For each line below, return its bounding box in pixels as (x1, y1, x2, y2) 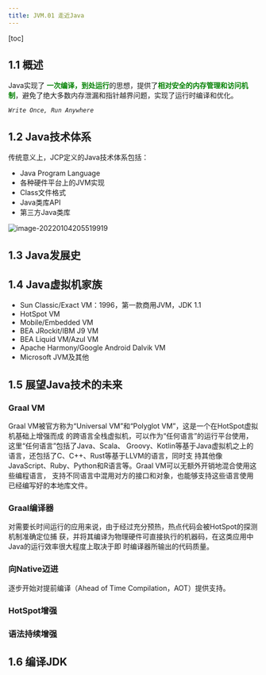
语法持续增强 (8, 628, 58, 639)
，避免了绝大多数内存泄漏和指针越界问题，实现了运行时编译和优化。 (15, 90, 238, 100)
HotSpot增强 (8, 604, 58, 616)
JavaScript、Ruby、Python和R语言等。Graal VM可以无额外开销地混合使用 (8, 461, 250, 470)
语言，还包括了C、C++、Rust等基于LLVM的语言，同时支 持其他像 (8, 451, 223, 461)
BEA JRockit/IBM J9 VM (19, 326, 99, 336)
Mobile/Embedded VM (19, 318, 94, 328)
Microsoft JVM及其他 (19, 352, 90, 362)
